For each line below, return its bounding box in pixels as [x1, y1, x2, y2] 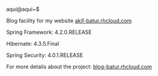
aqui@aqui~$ [6, 6, 40, 12]
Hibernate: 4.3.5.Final [6, 40, 59, 47]
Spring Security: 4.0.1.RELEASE [6, 52, 84, 59]
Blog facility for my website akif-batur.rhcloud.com [6, 17, 132, 24]
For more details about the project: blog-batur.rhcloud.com [6, 63, 152, 70]
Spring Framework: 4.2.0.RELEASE [6, 28, 92, 36]
